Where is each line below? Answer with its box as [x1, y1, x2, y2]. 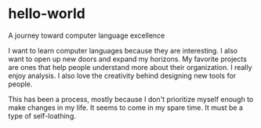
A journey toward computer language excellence [8, 31, 165, 40]
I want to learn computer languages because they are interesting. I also [8, 46, 237, 55]
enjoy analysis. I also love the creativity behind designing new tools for [8, 71, 237, 80]
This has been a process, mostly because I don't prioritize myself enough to [8, 94, 254, 104]
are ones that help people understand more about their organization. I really [8, 62, 252, 71]
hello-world [8, 5, 86, 23]
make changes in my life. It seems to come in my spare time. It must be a [8, 103, 243, 112]
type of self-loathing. [8, 111, 76, 120]
